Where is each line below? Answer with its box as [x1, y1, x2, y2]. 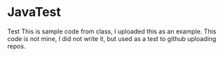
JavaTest [7, 4, 62, 20]
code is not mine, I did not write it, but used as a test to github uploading [7, 34, 217, 42]
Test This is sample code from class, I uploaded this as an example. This [7, 27, 217, 35]
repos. [7, 42, 26, 50]
